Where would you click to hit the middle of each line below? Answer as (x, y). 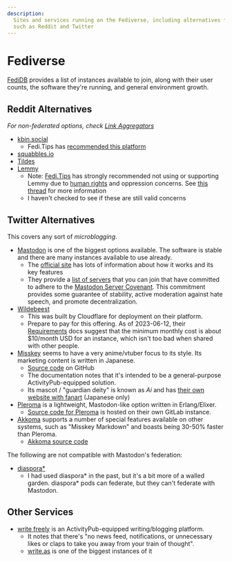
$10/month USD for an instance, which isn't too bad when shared (120, 338)
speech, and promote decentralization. (83, 301)
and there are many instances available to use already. (95, 257)
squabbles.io (35, 154)
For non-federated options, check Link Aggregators (80, 126)
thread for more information (67, 191)
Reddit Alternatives (50, 109)
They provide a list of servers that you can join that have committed (123, 279)
